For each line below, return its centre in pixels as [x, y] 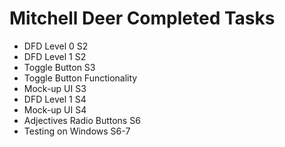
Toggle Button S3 [59, 67]
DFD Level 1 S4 [55, 99]
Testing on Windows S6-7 [77, 131]
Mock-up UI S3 [55, 88]
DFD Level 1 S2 [55, 56]
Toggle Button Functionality [80, 78]
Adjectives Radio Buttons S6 [82, 120]
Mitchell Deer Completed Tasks [142, 18]
